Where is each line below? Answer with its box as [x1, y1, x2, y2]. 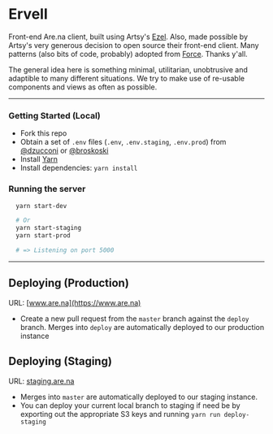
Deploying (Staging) [8, 354, 112, 368]
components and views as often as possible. [8, 82, 158, 92]
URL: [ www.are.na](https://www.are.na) [8, 297, 141, 307]
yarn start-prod [15, 232, 71, 240]
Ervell [8, 5, 48, 24]
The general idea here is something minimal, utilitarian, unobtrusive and [8, 64, 248, 74]
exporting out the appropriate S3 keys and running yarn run [19, 409, 221, 419]
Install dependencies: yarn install [19, 163, 138, 173]
